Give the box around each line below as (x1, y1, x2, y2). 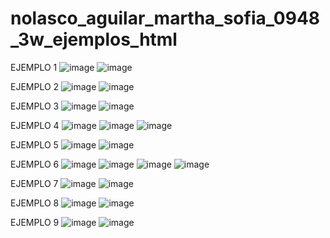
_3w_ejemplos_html (10, 28, 178, 51)
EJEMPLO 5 (10, 138, 59, 151)
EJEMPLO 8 (10, 197, 60, 209)
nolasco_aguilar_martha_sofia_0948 (10, 7, 321, 30)
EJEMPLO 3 (10, 100, 60, 112)
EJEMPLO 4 (10, 119, 60, 131)
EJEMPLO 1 (10, 61, 58, 73)
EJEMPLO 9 (10, 216, 60, 228)
